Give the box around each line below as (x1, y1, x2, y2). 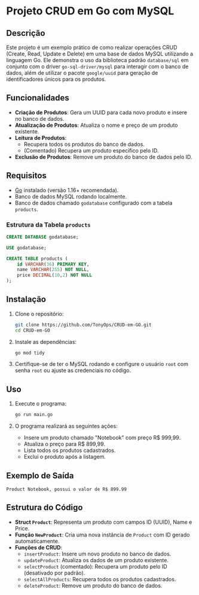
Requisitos (6, 170, 47, 181)
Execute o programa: (14, 400, 67, 407)
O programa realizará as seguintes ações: (14, 423, 118, 430)
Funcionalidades (6, 93, 70, 103)
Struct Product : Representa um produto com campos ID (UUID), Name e (14, 518, 192, 526)
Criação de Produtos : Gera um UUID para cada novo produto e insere (14, 109, 187, 116)
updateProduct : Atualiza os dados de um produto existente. (23, 556, 169, 563)
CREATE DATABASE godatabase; (6, 234, 79, 240)
